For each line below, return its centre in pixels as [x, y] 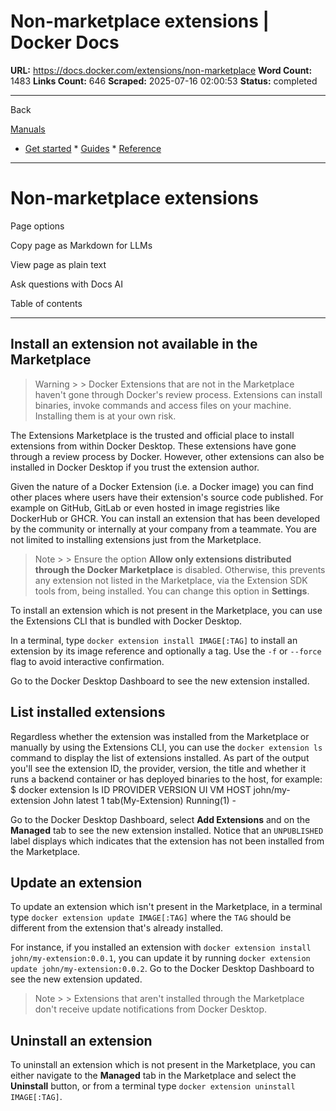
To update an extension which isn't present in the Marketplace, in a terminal [166, 907]
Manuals [28, 129]
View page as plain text [58, 264]
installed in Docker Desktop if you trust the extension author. [135, 467]
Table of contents [46, 303]
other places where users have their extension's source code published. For [167, 497]
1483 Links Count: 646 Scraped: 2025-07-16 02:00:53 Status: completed [164, 81]
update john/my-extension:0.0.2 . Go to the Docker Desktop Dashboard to [162, 969]
